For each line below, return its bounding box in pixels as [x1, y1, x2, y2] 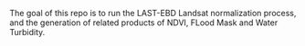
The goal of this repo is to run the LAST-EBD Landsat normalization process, [9, 8, 297, 18]
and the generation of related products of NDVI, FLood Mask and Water [9, 17, 279, 28]
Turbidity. [9, 27, 46, 37]
